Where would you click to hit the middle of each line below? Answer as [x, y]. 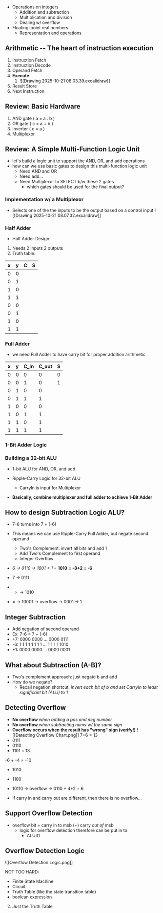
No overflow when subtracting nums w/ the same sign [67, 724]
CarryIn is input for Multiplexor [50, 488]
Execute [20, 75]
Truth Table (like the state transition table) [54, 892]
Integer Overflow [36, 559]
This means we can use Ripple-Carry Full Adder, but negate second [80, 534]
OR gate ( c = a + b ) [33, 123]
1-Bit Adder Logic [26, 445]
